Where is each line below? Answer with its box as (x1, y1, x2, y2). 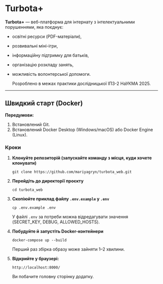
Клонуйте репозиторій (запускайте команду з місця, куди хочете (12, 155, 152, 161)
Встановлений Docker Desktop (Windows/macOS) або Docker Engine (12, 127, 153, 133)
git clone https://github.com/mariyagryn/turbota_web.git (12, 169, 132, 175)
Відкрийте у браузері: (12, 256, 59, 262)
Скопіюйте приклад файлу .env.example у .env (12, 196, 110, 202)
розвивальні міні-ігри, (12, 43, 58, 49)
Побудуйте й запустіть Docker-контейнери (12, 229, 103, 234)
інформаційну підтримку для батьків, (12, 52, 89, 58)
